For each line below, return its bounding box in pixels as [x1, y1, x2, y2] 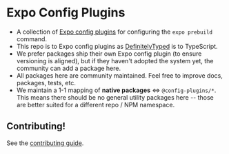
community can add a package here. [16, 64, 121, 72]
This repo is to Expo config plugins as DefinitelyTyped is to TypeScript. [16, 42, 218, 50]
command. [16, 34, 48, 43]
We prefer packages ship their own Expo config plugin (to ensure [16, 49, 202, 58]
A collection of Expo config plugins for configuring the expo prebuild [16, 27, 213, 36]
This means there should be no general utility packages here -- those [16, 93, 215, 101]
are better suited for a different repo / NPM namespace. [16, 100, 175, 109]
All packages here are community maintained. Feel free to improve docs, [16, 71, 223, 80]
